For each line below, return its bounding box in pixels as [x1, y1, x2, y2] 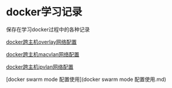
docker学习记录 [6, 5, 82, 19]
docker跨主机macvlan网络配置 [6, 50, 80, 57]
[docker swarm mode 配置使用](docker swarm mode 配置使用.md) [6, 76, 166, 83]
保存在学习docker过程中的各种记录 [6, 26, 90, 33]
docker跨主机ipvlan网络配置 [6, 63, 73, 70]
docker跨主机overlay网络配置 [6, 38, 77, 45]
